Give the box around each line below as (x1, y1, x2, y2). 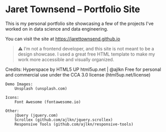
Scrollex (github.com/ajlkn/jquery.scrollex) (14, 117, 113, 122)
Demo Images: (5, 82, 33, 87)
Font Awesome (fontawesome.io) (14, 99, 81, 104)
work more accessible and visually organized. (17, 56, 114, 62)
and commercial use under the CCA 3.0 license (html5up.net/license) (5, 71, 151, 77)
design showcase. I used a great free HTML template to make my (17, 51, 155, 57)
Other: (5, 108, 19, 113)
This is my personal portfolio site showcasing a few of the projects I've (5, 20, 154, 27)
